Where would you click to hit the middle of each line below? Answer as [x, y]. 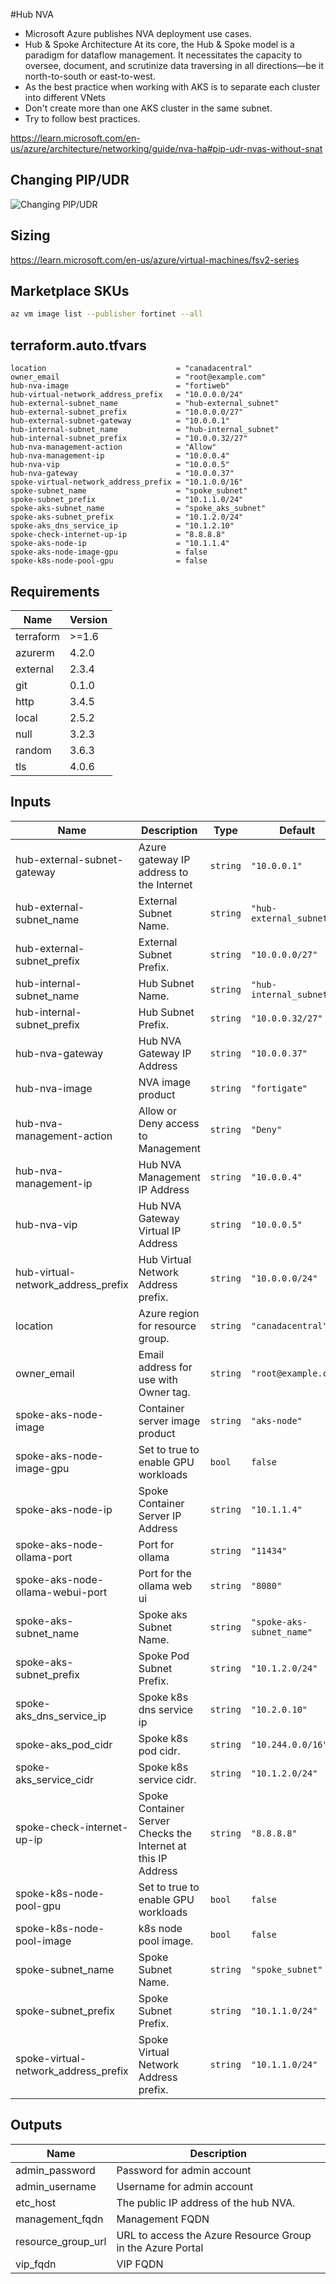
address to [163, 872]
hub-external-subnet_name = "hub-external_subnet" [145, 404]
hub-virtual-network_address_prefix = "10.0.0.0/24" [127, 395]
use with [158, 1379]
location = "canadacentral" [131, 369]
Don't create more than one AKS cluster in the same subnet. [148, 108]
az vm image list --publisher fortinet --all [106, 314]
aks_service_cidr [55, 1779]
